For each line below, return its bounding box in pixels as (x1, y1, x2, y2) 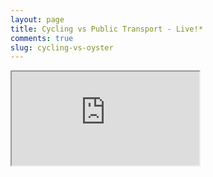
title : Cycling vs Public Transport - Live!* (10, 24, 203, 34)
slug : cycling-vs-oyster (10, 42, 114, 53)
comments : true (10, 33, 74, 43)
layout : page (10, 14, 65, 25)
